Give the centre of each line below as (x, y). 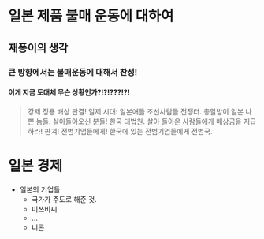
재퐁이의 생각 (38, 48)
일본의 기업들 (40, 189)
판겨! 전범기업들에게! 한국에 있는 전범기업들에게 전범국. (128, 131)
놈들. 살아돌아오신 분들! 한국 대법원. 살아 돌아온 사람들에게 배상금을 (139, 121)
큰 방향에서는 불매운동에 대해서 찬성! (73, 72)
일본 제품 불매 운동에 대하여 (91, 16)
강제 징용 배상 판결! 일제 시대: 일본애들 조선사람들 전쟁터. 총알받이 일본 (136, 111)
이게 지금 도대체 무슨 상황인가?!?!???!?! (69, 92)
